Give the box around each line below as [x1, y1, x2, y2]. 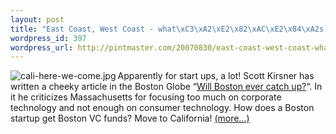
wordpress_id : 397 [10, 33, 87, 43]
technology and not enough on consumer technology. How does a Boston [10, 102, 315, 114]
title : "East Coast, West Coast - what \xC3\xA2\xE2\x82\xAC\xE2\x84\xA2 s [10, 24, 325, 34]
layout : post [10, 14, 65, 25]
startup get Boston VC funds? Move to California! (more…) [10, 112, 250, 125]
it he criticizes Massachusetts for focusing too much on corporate [10, 91, 282, 103]
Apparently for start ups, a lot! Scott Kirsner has [117, 70, 315, 82]
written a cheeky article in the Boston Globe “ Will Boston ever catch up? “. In [10, 81, 323, 93]
